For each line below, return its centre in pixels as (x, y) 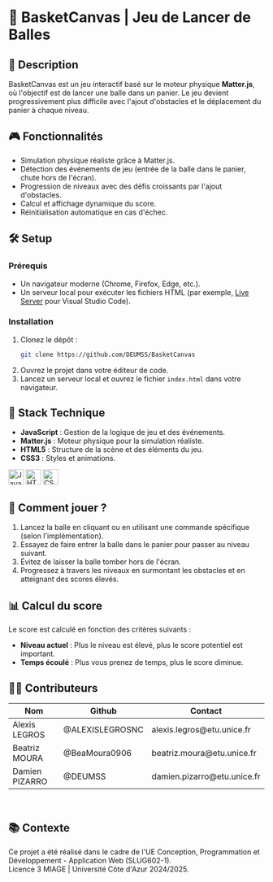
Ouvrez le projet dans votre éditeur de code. (94, 370)
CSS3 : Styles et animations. (68, 458)
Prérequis (28, 266)
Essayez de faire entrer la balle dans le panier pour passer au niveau (135, 545)
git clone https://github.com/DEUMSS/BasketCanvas (108, 354)
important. (37, 654)
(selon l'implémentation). (62, 536)
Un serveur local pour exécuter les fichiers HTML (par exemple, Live (134, 292)
